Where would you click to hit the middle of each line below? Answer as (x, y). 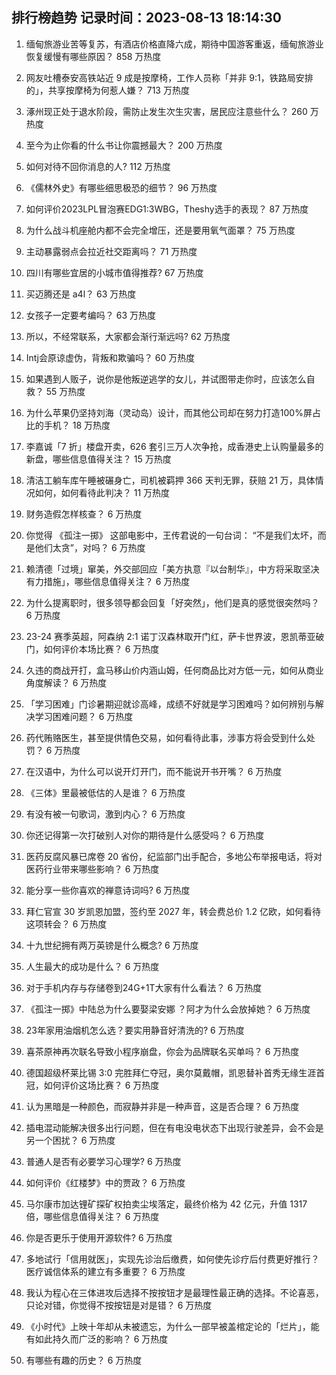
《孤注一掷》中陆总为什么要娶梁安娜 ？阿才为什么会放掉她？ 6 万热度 (168, 1009)
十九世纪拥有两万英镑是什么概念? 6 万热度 (112, 945)
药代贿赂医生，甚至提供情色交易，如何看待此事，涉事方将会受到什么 (166, 737)
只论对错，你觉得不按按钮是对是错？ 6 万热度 (119, 1305)
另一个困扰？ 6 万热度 (70, 1140)
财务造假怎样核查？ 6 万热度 (84, 514)
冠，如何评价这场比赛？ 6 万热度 (92, 1085)
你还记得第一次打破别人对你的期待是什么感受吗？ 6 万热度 (145, 835)
